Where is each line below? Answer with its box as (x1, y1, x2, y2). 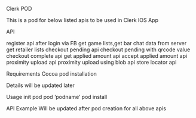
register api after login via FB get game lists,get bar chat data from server (6, 40, 187, 46)
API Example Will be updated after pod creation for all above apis (6, 105, 166, 112)
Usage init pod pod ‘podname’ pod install (6, 94, 108, 100)
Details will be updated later (6, 82, 75, 89)
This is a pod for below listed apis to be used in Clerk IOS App (6, 17, 158, 23)
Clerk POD (6, 5, 32, 12)
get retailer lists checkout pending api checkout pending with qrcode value (6, 46, 191, 53)
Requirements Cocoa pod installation (6, 70, 97, 77)
